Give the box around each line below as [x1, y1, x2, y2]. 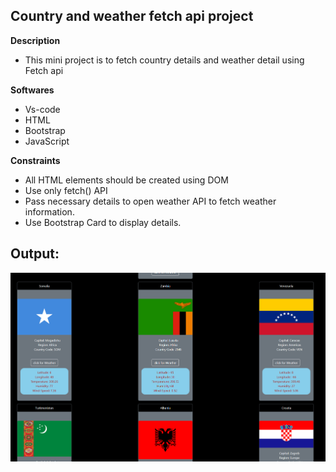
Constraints [10, 154, 61, 166]
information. [24, 205, 75, 218]
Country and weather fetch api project [10, 8, 254, 25]
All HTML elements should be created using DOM [24, 174, 229, 186]
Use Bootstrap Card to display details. [24, 216, 182, 228]
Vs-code [24, 103, 61, 115]
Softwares [10, 84, 55, 96]
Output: [10, 245, 60, 263]
